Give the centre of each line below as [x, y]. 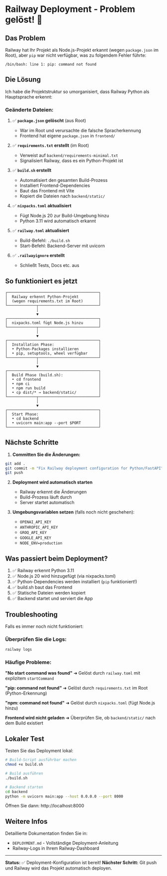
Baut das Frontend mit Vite [47, 191]
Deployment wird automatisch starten [52, 482]
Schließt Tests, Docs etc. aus [49, 265]
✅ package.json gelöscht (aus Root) [49, 121]
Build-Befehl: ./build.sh [45, 241]
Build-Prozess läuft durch [46, 497]
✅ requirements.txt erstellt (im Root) [51, 146]
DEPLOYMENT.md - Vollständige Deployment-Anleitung [65, 843]
